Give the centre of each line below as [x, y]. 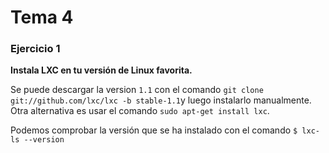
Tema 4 [42, 17]
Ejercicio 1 [35, 49]
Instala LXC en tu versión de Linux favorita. [101, 70]
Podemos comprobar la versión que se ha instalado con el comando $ [154, 130]
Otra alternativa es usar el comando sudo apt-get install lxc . [140, 111]
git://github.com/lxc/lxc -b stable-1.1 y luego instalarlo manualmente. [161, 100]
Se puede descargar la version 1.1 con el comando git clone [137, 90]
